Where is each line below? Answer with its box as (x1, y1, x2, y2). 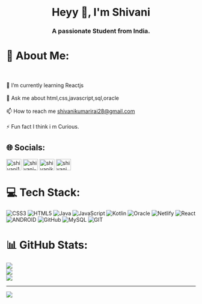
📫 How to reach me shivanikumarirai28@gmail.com (6, 108, 135, 115)
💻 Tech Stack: (6, 186, 81, 199)
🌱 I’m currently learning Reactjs (6, 82, 84, 89)
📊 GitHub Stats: (6, 238, 88, 252)
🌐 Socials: (6, 142, 46, 153)
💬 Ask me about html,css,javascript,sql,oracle (6, 94, 119, 102)
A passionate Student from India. (52, 27, 150, 35)
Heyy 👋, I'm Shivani (52, 5, 150, 19)
